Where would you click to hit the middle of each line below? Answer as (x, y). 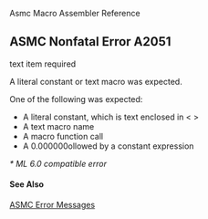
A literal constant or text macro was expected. (96, 81)
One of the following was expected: (76, 99)
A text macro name (58, 126)
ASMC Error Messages (52, 205)
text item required (43, 64)
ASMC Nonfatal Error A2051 (90, 42)
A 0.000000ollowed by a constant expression (108, 146)
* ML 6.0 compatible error (58, 163)
